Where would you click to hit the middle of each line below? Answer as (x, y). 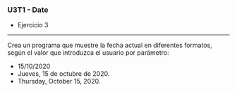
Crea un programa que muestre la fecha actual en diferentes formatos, (110, 45)
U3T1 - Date (28, 10)
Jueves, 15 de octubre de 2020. (63, 74)
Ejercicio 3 (33, 25)
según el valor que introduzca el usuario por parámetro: (88, 53)
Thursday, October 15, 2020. (59, 81)
